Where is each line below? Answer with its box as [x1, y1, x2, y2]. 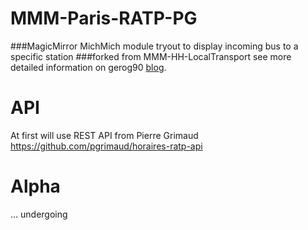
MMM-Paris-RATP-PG [10, 7, 198, 30]
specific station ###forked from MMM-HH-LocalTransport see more [10, 50, 292, 62]
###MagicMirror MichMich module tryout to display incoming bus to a [10, 40, 299, 52]
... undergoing [10, 208, 68, 220]
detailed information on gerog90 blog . [10, 61, 167, 73]
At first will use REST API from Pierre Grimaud [10, 129, 199, 141]
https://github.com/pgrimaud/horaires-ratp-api [10, 140, 203, 152]
